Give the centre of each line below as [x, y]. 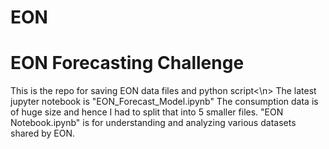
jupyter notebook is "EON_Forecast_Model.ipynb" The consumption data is [164, 102]
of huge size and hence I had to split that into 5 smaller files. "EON [147, 112]
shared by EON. [43, 133]
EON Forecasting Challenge [127, 63]
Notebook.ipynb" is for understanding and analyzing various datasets [153, 123]
